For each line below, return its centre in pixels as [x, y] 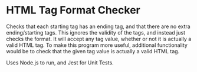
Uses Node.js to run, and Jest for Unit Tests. [60, 63]
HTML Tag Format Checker [73, 10]
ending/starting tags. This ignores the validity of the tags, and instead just [96, 32]
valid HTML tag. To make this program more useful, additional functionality [97, 45]
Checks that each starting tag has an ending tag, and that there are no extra [98, 26]
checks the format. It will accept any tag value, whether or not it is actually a [99, 39]
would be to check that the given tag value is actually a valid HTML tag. [93, 51]
